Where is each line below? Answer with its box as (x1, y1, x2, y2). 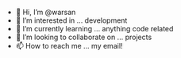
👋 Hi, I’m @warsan (15, 8, 76, 16)
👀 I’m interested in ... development (15, 16, 128, 25)
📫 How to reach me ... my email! (15, 42, 123, 50)
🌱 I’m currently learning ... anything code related (15, 24, 174, 33)
